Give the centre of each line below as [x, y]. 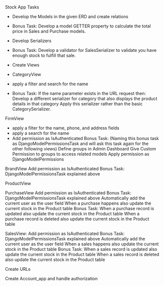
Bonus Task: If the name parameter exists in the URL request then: [79, 93]
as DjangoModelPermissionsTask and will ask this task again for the [80, 143]
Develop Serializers [32, 41]
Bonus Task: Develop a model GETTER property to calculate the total [81, 26]
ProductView [18, 183]
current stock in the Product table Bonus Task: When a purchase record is [80, 208]
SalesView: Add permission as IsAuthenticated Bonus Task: [65, 234]
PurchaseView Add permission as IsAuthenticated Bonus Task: [68, 193]
